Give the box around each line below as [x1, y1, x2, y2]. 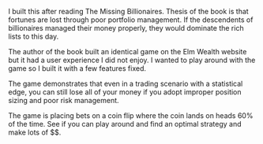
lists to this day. [8, 31, 59, 41]
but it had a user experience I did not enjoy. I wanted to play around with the [8, 55, 256, 65]
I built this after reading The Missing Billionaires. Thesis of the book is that [8, 7, 249, 16]
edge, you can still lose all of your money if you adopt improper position [8, 87, 242, 97]
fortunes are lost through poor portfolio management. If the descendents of [8, 15, 254, 24]
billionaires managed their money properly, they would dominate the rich [8, 24, 244, 32]
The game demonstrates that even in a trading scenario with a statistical [8, 79, 243, 88]
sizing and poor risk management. [8, 96, 120, 105]
